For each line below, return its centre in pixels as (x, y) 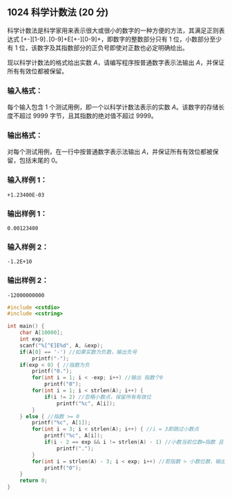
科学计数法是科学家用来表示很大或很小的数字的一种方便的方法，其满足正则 (113, 30)
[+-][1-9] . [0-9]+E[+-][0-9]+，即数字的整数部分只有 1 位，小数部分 (115, 39)
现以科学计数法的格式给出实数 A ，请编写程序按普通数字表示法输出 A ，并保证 (116, 62)
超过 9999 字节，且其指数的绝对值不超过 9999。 (88, 116)
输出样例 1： (27, 213)
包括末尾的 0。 (40, 161)
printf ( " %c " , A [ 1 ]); (61, 423)
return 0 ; (34, 481)
